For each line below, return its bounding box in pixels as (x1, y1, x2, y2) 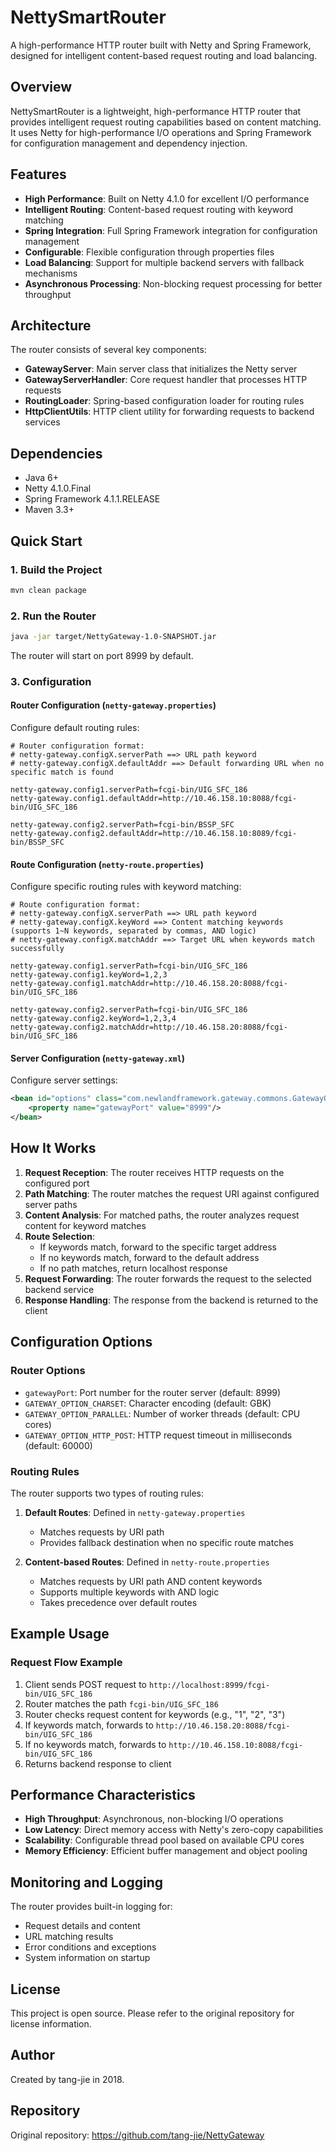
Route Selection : (24, 1230, 95, 1242)
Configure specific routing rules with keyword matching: (10, 881, 242, 893)
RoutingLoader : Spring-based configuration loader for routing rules (24, 395, 305, 407)
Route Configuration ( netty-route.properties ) (10, 858, 204, 870)
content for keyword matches (24, 1219, 147, 1231)
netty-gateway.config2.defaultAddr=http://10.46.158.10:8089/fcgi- (10, 829, 298, 839)
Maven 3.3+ (24, 504, 75, 516)
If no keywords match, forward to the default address (39, 1251, 260, 1263)
